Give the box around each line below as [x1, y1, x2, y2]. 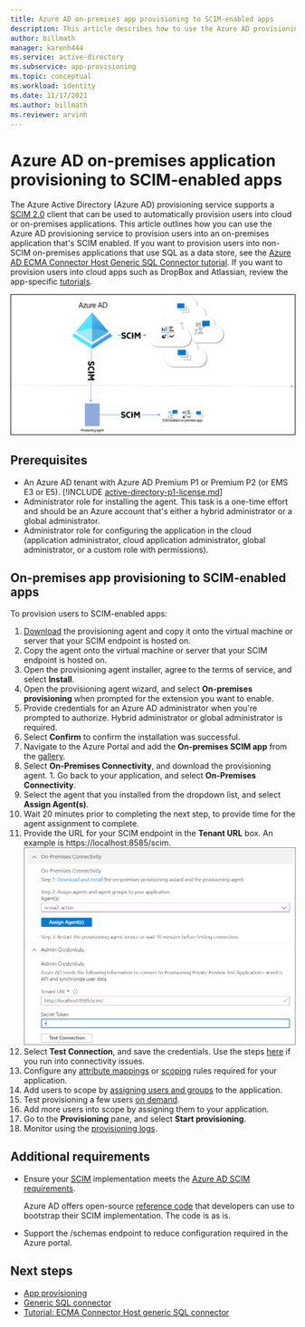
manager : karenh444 [10, 43, 84, 53]
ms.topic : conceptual [10, 72, 92, 81]
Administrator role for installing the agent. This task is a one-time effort [23, 496, 289, 507]
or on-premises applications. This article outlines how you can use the [10, 218, 272, 230]
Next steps [10, 1264, 73, 1279]
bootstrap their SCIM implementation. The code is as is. [23, 1209, 232, 1221]
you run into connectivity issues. [23, 1055, 146, 1066]
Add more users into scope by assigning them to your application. [23, 1103, 270, 1114]
